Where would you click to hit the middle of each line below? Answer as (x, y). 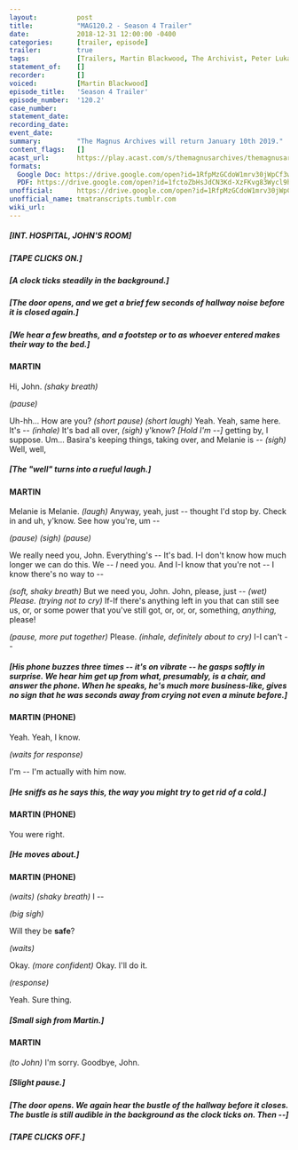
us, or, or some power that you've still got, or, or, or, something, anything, (143, 610)
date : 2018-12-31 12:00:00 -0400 (93, 34)
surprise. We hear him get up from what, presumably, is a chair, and (137, 676)
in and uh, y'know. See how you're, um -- (85, 521)
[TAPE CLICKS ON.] (46, 258)
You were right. (37, 834)
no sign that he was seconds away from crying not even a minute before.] (149, 695)
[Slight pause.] (37, 1083)
